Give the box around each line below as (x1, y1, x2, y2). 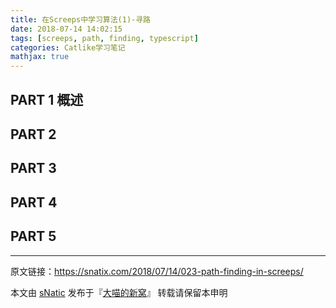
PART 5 (10, 228, 57, 245)
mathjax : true (10, 52, 70, 62)
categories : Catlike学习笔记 (10, 42, 126, 53)
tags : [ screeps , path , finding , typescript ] (10, 33, 199, 43)
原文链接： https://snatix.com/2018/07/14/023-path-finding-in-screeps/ (10, 265, 304, 277)
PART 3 (10, 160, 57, 177)
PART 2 (10, 126, 57, 143)
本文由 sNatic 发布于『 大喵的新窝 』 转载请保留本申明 (10, 286, 228, 298)
